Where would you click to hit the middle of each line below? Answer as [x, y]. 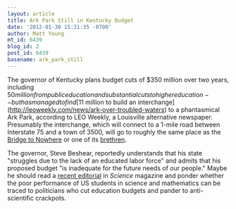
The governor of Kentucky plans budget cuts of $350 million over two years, [118, 80]
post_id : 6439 [28, 53]
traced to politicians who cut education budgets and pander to [98, 190]
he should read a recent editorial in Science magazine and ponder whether [116, 175]
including [21, 87]
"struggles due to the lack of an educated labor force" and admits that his [114, 160]
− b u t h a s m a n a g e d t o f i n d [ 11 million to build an [72, 102]
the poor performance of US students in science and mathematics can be [114, 183]
